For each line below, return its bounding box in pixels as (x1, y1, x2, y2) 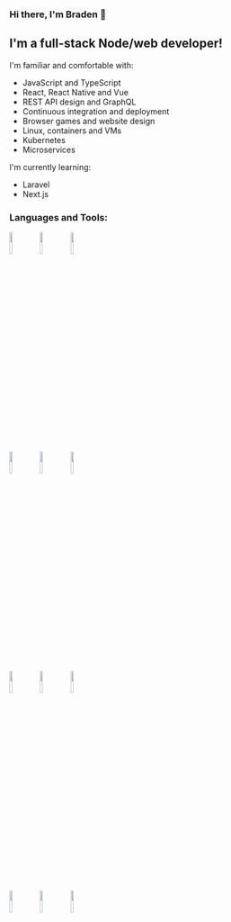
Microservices (22, 144, 76, 155)
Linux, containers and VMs (22, 125, 122, 136)
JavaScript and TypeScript (22, 77, 121, 88)
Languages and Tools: (9, 211, 108, 223)
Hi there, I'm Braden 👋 (9, 8, 106, 21)
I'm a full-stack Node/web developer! (9, 36, 223, 51)
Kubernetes (22, 134, 66, 145)
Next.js (22, 188, 49, 199)
